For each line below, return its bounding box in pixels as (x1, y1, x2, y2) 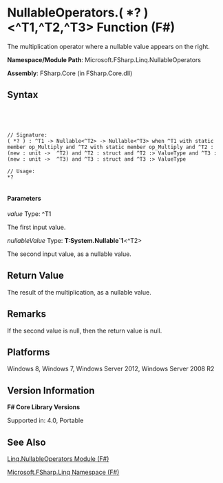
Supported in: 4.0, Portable (7, 416, 84, 425)
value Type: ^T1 (7, 209, 52, 218)
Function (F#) (96, 19, 176, 35)
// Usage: (7, 168, 36, 175)
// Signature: (7, 131, 48, 139)
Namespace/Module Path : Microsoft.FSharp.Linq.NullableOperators (7, 55, 202, 63)
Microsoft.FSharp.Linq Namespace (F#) (7, 468, 120, 477)
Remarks (7, 308, 47, 320)
